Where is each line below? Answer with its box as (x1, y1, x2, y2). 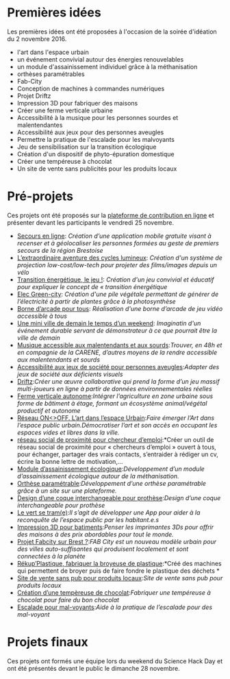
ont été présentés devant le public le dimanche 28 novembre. (7, 664, 180, 672)
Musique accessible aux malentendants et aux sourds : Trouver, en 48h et (16, 341, 222, 349)
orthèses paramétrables (16, 70, 85, 78)
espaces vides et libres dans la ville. (16, 428, 120, 436)
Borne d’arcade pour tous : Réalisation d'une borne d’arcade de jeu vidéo (16, 304, 223, 312)
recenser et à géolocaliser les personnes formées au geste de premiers (16, 238, 219, 247)
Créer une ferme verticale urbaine (16, 106, 113, 114)
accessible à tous (16, 312, 67, 320)
